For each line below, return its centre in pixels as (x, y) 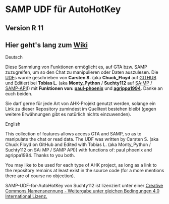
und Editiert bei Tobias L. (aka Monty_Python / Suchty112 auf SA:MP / (79, 83)
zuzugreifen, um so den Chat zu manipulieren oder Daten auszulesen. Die (82, 72)
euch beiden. (19, 94)
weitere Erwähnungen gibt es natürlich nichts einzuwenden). (68, 114)
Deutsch (14, 57)
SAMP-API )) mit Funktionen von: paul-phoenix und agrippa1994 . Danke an (84, 88)
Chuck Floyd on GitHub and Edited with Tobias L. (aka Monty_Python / (78, 144)
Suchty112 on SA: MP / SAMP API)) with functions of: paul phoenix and (79, 150)
